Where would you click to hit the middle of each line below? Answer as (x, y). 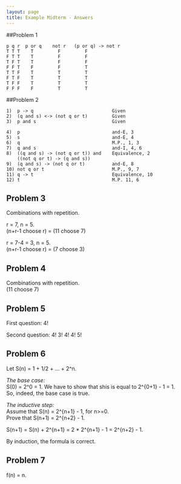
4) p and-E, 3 (70, 132)
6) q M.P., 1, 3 (73, 143)
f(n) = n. (17, 475)
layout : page (23, 12)
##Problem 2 (22, 99)
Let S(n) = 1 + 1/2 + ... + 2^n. (41, 368)
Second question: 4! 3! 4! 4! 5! (44, 335)
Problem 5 (26, 308)
